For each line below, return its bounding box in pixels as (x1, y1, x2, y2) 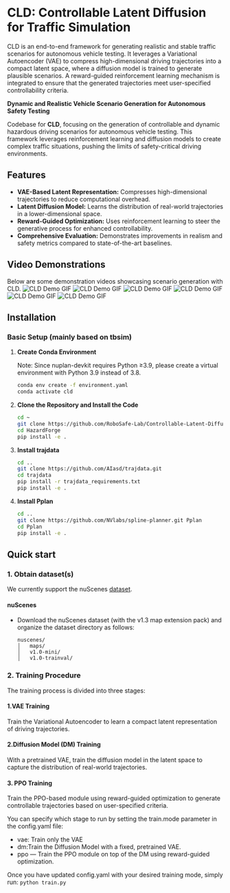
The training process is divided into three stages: (7, 686, 146, 695)
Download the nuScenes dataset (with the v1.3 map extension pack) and (16, 616, 222, 624)
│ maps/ (16, 642, 46, 650)
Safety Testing (7, 107, 50, 115)
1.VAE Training (7, 702, 50, 711)
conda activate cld (16, 388, 73, 395)
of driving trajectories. (7, 724, 70, 733)
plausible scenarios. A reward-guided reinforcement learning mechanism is (7, 71, 220, 80)
